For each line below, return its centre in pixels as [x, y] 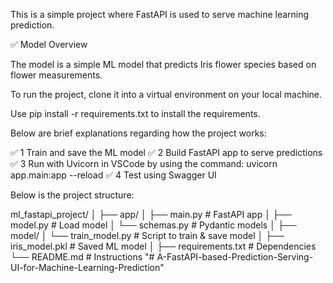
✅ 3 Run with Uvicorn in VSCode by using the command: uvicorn [144, 163]
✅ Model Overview [49, 44]
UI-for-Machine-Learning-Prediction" [87, 267]
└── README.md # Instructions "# [82, 257]
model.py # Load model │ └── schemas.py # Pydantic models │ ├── [153, 225]
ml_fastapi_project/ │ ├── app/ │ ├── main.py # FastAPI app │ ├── [151, 214]
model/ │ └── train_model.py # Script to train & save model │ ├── [147, 235]
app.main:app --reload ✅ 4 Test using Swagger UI [113, 175]
